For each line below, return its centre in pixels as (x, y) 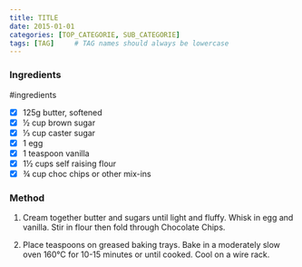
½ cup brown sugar (59, 123)
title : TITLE (34, 18)
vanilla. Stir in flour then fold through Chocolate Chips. (124, 227)
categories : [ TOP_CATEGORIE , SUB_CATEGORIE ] (95, 35)
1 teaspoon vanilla (56, 153)
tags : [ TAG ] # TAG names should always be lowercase (119, 43)
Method (27, 198)
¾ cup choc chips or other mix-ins (87, 173)
